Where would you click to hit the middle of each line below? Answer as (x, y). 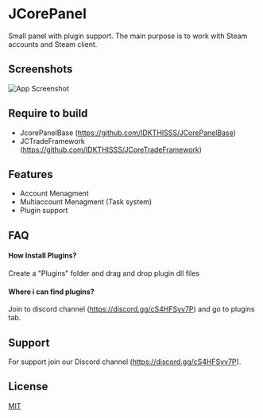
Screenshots (41, 70)
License (28, 387)
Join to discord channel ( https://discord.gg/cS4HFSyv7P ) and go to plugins (132, 309)
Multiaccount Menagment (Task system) (86, 202)
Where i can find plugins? (51, 292)
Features (31, 174)
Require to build (48, 113)
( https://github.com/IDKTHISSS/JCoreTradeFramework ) (111, 149)
